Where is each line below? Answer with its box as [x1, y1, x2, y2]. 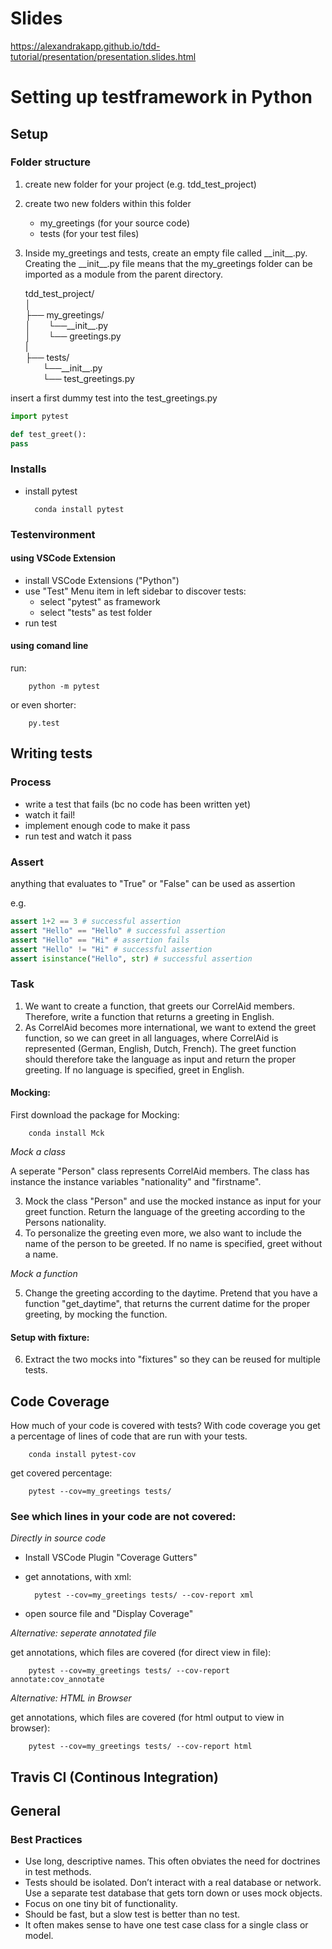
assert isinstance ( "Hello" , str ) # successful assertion [10, 953, 253, 964]
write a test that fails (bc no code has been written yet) [24, 798, 252, 810]
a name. [24, 1248, 59, 1260]
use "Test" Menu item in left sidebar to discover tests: [24, 585, 247, 597]
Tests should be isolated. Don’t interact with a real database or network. [24, 1877, 322, 1889]
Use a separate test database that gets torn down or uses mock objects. [24, 1887, 323, 1899]
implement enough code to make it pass [24, 819, 191, 831]
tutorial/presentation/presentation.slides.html [10, 50, 197, 62]
